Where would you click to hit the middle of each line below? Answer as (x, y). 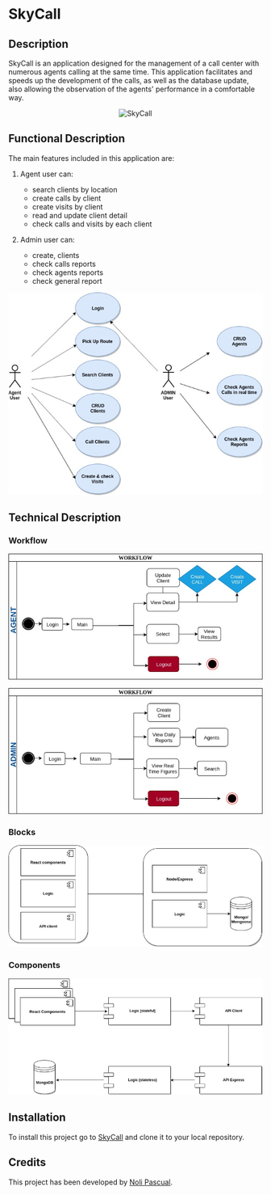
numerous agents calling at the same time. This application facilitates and (130, 72)
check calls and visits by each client (92, 224)
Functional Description (67, 139)
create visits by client (67, 206)
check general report (67, 281)
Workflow (28, 541)
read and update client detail (79, 215)
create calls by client (67, 198)
